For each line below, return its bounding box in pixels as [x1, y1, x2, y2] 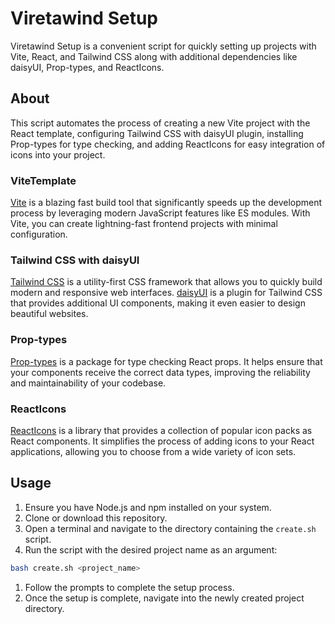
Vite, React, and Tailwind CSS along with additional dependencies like [10, 50, 298, 62]
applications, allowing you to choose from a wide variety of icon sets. [10, 445, 297, 457]
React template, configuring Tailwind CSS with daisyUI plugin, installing [10, 127, 304, 139]
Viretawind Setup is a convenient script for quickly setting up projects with [10, 40, 317, 52]
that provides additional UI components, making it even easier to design [10, 297, 306, 309]
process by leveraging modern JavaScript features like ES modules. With [10, 207, 311, 219]
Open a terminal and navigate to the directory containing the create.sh [24, 522, 317, 534]
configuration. [10, 228, 68, 241]
